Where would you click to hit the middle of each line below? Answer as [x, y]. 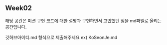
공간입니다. [16, 27]
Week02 [19, 8]
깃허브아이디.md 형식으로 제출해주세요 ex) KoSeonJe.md [61, 37]
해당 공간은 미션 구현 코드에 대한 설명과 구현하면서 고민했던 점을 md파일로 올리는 [83, 21]
